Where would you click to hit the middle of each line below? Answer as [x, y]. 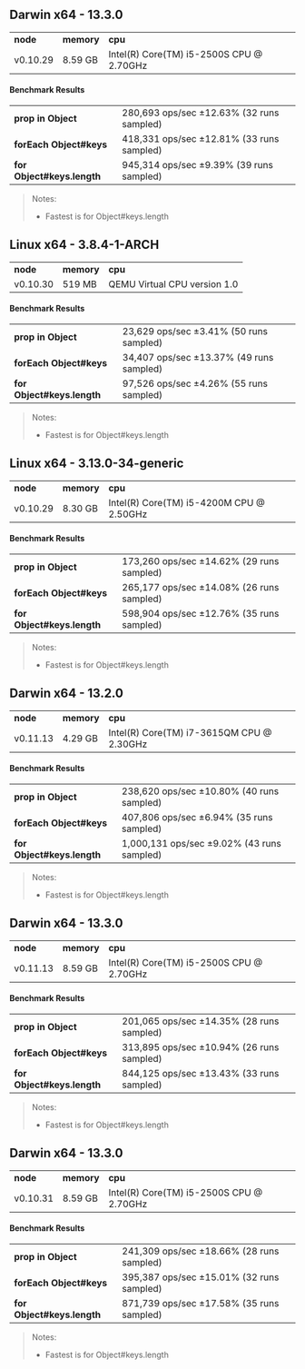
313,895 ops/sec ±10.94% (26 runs [201, 1047]
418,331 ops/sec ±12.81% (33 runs [201, 139]
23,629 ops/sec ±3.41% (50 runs [195, 332]
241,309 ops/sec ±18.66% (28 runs [201, 1251]
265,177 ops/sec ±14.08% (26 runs [201, 588]
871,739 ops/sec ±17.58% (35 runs [201, 1304]
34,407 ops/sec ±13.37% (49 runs [198, 358]
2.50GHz [128, 514]
